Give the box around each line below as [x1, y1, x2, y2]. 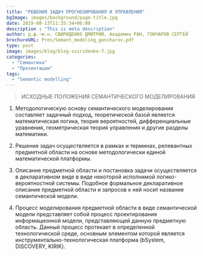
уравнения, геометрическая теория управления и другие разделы [15, 124, 188, 131]
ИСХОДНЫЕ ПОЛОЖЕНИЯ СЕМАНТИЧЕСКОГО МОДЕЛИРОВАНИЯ [21, 93, 196, 100]
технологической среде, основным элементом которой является [15, 230, 185, 237]
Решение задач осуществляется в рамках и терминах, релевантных [15, 142, 193, 149]
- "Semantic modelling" [12, 76, 72, 82]
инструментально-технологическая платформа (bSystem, [15, 237, 165, 244]
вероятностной [15, 180, 55, 187]
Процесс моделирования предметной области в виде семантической [15, 204, 197, 212]
